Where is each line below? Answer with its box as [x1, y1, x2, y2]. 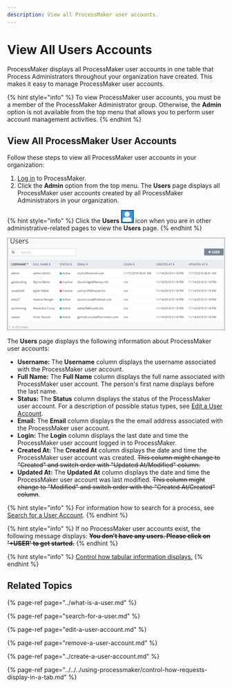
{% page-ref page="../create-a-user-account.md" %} [7, 652, 160, 660]
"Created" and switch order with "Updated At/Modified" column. [17, 461, 201, 469]
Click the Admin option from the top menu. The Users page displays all [17, 182, 220, 190]
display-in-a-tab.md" [7, 673, 67, 681]
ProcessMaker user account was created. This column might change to [17, 454, 221, 461]
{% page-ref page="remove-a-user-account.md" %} [7, 638, 158, 647]
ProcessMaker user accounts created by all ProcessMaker [17, 189, 184, 197]
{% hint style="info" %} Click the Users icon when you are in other [7, 217, 212, 225]
